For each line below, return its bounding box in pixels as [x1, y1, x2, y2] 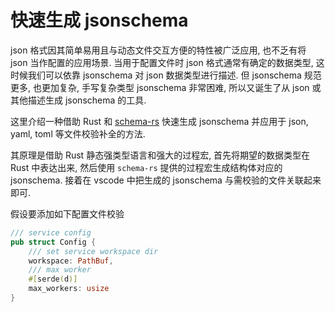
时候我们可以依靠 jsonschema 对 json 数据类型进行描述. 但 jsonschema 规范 [10, 69, 322, 81]
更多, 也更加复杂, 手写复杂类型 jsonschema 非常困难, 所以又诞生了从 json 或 [10, 81, 322, 93]
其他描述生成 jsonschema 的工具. [10, 94, 147, 106]
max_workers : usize [28, 284, 110, 294]
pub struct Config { [10, 237, 97, 247]
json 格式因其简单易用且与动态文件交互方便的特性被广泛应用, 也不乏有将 [10, 44, 307, 56]
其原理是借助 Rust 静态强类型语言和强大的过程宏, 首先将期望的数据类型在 [10, 149, 311, 161]
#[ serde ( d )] [28, 274, 78, 285]
